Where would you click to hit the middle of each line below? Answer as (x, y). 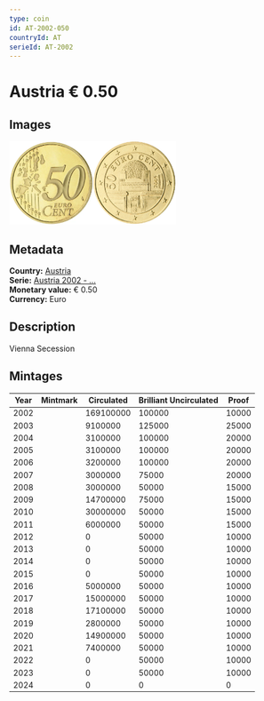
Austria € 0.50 (64, 92)
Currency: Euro (38, 299)
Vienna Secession (42, 348)
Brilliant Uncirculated (178, 401)
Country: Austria (40, 271)
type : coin (29, 19)
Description (42, 327)
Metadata (36, 249)
